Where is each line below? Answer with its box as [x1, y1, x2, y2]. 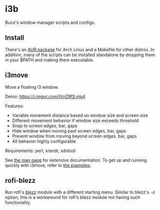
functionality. [5, 200, 32, 206]
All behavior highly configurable [12, 138, 76, 144]
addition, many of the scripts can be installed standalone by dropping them [5, 52, 156, 57]
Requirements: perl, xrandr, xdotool [5, 148, 76, 153]
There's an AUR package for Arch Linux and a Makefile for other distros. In [5, 46, 155, 52]
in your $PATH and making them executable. [5, 57, 94, 63]
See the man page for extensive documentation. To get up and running [5, 157, 147, 163]
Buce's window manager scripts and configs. [5, 19, 96, 25]
